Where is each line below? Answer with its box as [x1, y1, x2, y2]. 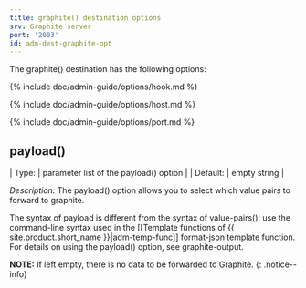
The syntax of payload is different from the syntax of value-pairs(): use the [9, 212, 290, 223]
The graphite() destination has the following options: [9, 64, 207, 75]
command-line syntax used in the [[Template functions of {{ [9, 222, 235, 233]
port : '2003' [9, 30, 59, 39]
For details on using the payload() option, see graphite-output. [9, 242, 244, 252]
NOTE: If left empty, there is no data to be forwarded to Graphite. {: [9, 259, 262, 270]
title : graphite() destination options [9, 13, 162, 23]
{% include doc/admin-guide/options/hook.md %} [9, 81, 198, 92]
